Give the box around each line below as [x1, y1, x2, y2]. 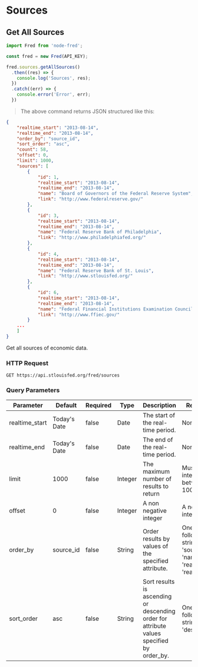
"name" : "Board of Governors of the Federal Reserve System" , [37, 190, 194, 197]
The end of [142, 436, 173, 444]
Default [55, 402, 77, 410]
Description [142, 402, 177, 410]
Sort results [142, 578, 175, 586]
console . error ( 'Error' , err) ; [16, 92, 91, 98]
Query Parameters [6, 386, 60, 394]
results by [142, 535, 170, 543]
